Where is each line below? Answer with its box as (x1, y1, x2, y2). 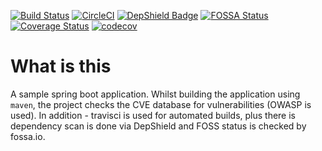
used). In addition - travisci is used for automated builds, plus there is (10, 109, 296, 121)
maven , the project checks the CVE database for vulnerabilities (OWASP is (10, 98, 312, 110)
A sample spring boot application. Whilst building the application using (10, 88, 301, 100)
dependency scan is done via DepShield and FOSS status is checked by (10, 120, 307, 132)
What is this (10, 55, 112, 78)
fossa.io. (10, 130, 46, 142)
